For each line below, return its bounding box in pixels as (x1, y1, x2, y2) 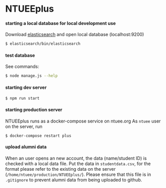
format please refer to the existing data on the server (5, 166, 116, 172)
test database (5, 52, 36, 58)
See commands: (5, 64, 40, 70)
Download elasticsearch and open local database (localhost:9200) (5, 32, 144, 38)
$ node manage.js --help (5, 73, 58, 79)
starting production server (5, 107, 62, 113)
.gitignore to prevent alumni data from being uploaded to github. (5, 176, 142, 183)
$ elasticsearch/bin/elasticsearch (5, 41, 81, 46)
